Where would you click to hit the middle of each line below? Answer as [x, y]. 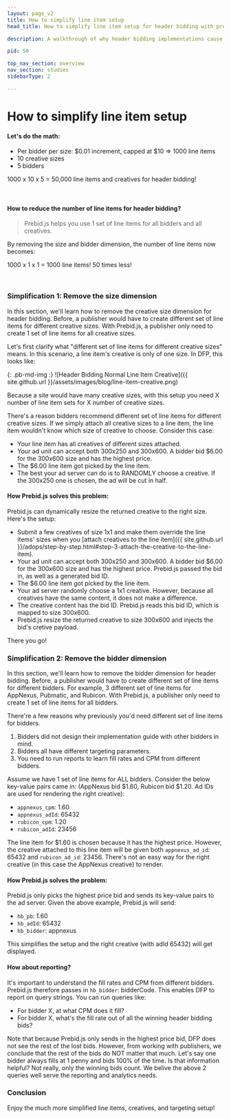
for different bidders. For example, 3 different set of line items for [99, 688]
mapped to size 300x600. [54, 612]
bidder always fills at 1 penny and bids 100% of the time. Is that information [113, 1060]
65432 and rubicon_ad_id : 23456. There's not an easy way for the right [108, 857]
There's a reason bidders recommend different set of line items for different [114, 416]
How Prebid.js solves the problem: [57, 880]
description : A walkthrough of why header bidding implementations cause [115, 39]
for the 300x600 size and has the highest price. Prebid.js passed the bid [119, 568]
